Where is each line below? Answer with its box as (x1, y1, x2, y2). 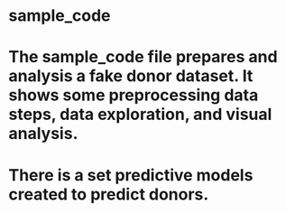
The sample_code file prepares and (8, 47, 278, 68)
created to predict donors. (8, 184, 209, 204)
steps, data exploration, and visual (8, 105, 272, 125)
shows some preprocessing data (8, 85, 259, 106)
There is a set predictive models (8, 164, 254, 185)
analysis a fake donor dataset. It (8, 66, 254, 87)
